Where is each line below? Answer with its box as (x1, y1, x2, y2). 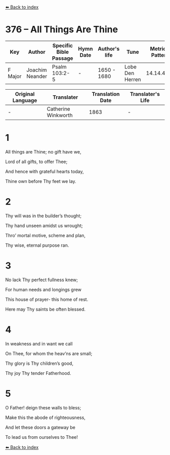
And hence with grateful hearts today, (5, 168, 84, 174)
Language (12, 97, 37, 104)
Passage (52, 55, 73, 62)
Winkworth (47, 111, 73, 119)
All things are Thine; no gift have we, (5, 148, 81, 155)
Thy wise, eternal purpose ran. (5, 242, 69, 248)
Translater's (130, 90, 160, 97)
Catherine (47, 105, 70, 112)
